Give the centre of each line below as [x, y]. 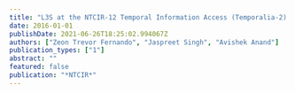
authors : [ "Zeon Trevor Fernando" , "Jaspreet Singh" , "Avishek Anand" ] [144, 42]
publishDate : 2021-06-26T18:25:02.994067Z [89, 34]
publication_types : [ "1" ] [57, 50]
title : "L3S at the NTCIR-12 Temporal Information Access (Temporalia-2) [148, 17]
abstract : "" [33, 58]
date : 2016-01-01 [41, 26]
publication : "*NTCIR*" [53, 75]
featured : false [39, 67]
